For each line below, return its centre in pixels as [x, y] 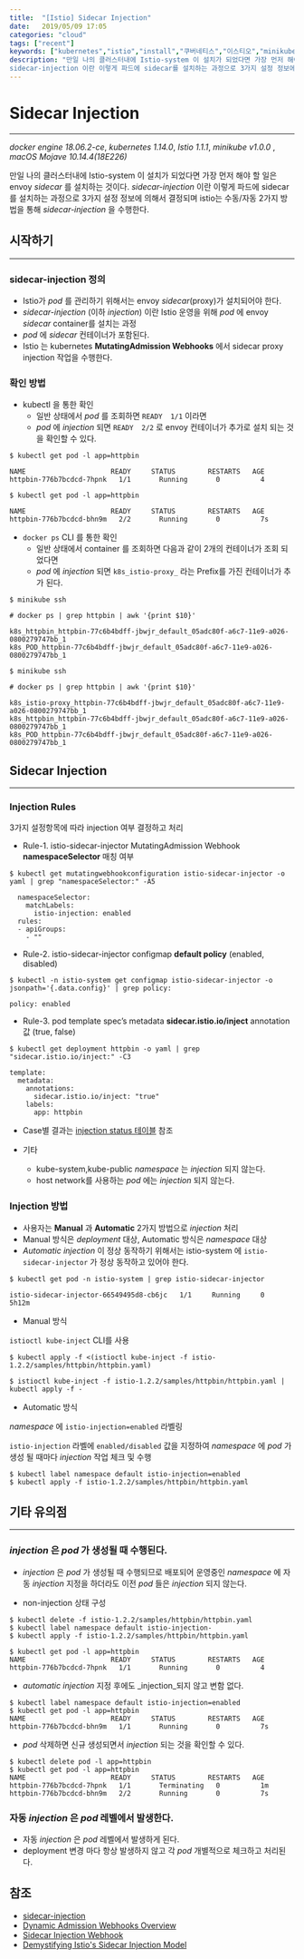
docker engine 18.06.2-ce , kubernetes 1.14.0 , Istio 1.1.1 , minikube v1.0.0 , [142, 147]
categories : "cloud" [48, 34]
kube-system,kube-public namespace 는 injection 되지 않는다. [151, 1169]
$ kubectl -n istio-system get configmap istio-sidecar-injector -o [141, 981]
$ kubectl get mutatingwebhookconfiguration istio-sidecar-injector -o [147, 874]
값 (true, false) [49, 1032]
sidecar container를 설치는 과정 [80, 323]
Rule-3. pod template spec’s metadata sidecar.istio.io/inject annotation [156, 1021]
